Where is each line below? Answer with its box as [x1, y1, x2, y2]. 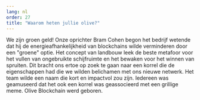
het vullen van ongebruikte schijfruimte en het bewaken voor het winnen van [6, 55, 195, 63]
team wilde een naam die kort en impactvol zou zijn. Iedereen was [6, 74, 169, 81]
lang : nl [6, 8, 28, 15]
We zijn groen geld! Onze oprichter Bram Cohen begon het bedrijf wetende [6, 37, 191, 44]
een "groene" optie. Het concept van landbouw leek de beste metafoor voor [6, 49, 193, 56]
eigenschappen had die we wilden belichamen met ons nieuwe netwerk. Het [6, 68, 194, 75]
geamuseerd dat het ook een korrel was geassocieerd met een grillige [6, 81, 179, 88]
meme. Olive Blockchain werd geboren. [6, 87, 103, 95]
